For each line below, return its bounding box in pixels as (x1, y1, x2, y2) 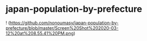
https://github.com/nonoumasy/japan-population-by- (9, 20, 119, 26)
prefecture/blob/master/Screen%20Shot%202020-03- (5, 25, 119, 31)
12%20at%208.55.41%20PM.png (5, 30, 74, 36)
